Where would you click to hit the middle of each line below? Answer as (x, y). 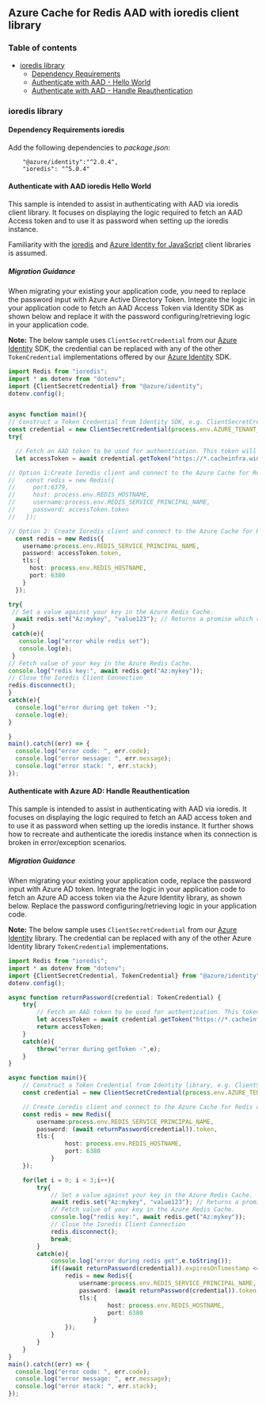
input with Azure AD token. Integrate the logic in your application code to (127, 889)
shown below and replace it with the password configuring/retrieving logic (129, 316)
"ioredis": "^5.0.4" (56, 169)
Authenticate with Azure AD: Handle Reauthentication (99, 791)
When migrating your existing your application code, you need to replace (127, 291)
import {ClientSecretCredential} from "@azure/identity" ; (106, 386)
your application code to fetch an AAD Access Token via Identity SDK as (126, 307)
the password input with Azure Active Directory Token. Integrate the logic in (132, 299)
